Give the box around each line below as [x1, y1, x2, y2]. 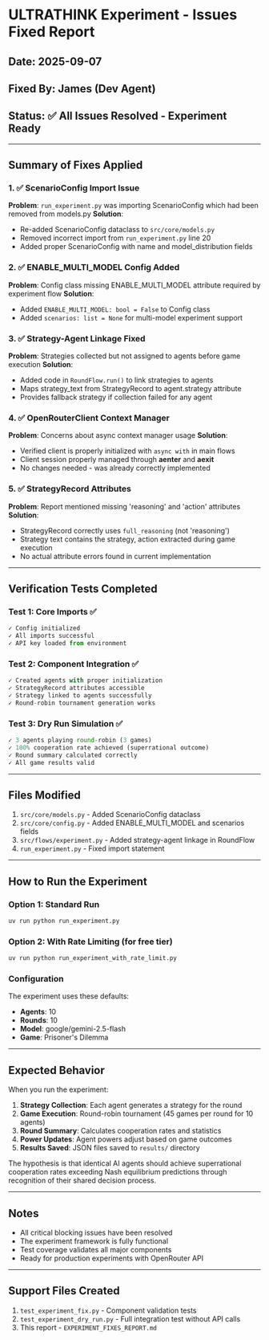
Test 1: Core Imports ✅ [8, 606, 98, 617]
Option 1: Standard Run [8, 898, 100, 909]
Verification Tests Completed [8, 582, 158, 596]
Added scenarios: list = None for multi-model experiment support [19, 313, 243, 322]
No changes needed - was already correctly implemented [19, 464, 211, 473]
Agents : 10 [19, 1007, 57, 1017]
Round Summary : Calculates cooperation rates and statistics [19, 1126, 222, 1136]
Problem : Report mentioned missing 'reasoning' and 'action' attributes [8, 501, 241, 511]
